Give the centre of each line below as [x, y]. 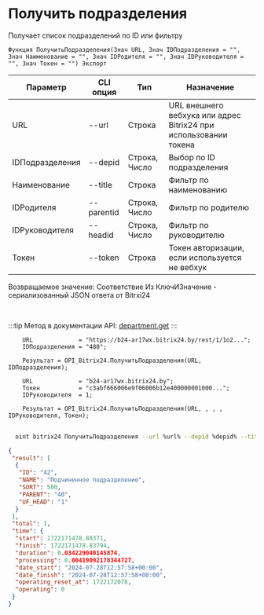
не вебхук [188, 267]
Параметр [46, 87]
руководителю [197, 235]
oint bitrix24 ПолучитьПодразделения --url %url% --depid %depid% [126, 437]
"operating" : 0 [40, 590]
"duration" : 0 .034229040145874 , [68, 553]
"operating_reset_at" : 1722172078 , [73, 582]
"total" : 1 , [31, 524]
